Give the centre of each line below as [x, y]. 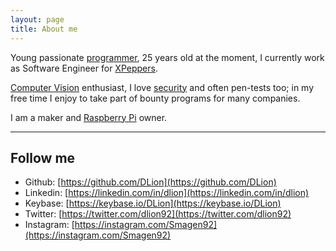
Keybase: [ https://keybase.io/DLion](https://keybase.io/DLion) [153, 203]
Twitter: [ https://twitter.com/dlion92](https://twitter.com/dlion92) [158, 214]
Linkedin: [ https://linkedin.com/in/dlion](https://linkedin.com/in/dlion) [167, 193]
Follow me [43, 157]
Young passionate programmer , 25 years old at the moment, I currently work [167, 57]
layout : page [37, 19]
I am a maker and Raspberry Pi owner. [89, 117]
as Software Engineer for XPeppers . [84, 68]
